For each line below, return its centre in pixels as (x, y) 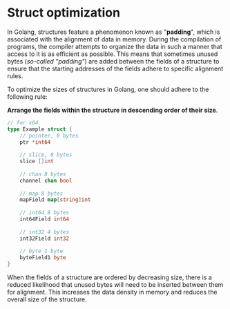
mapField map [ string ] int (55, 200)
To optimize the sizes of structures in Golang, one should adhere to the (108, 89)
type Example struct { (40, 129)
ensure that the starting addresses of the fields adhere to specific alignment (115, 68)
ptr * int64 (35, 142)
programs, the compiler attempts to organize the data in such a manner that (115, 46)
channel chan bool (46, 180)
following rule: (27, 96)
